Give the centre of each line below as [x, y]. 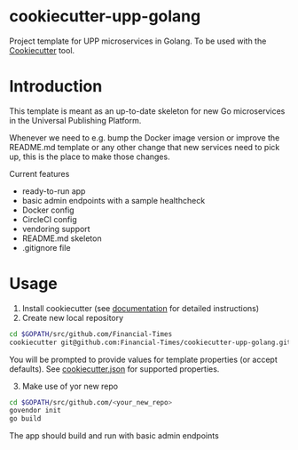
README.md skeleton [62, 238]
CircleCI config [49, 219]
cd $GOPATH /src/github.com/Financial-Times [91, 334]
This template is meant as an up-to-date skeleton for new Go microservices [147, 111]
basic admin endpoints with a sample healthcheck [114, 200]
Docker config [48, 210]
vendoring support [56, 229]
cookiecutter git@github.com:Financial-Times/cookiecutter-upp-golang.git [150, 342]
